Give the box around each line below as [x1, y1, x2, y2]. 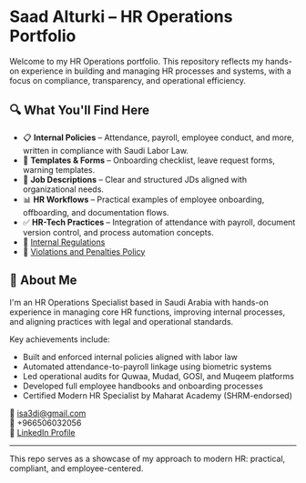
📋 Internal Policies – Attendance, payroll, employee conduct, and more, [22, 132, 294, 143]
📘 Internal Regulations [22, 236, 106, 247]
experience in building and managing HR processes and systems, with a [21, 65, 291, 76]
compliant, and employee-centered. [9, 462, 144, 474]
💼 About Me [9, 273, 77, 288]
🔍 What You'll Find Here [9, 103, 150, 118]
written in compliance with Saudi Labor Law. [22, 145, 189, 156]
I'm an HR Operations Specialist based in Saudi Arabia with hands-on [9, 297, 269, 307]
